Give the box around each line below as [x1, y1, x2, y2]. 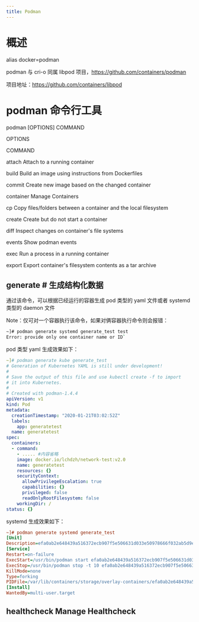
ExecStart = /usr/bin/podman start [6, 557, 89, 563]
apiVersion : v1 [6, 396, 44, 402]
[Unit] [6, 535, 23, 541]
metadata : [6, 407, 31, 413]
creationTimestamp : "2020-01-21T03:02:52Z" [11, 412, 120, 418]
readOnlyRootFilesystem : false [21, 495, 99, 501]
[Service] [6, 546, 31, 552]
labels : [11, 418, 31, 424]
